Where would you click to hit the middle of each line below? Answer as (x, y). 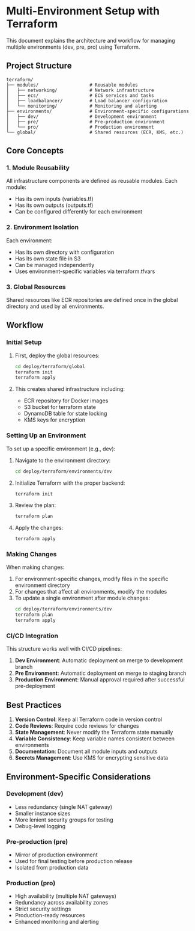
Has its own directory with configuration (64, 252)
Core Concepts (35, 151)
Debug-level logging (40, 826)
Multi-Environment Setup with (83, 11)
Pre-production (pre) (37, 841)
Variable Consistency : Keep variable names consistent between (95, 739)
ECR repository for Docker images (66, 401)
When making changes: (35, 567)
